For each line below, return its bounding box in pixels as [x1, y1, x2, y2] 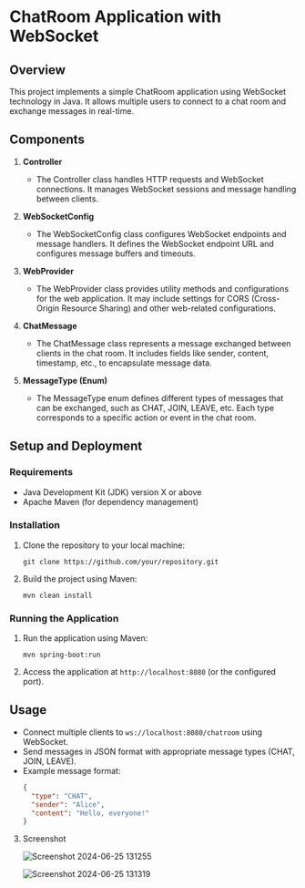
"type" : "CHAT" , [31, 791, 93, 800]
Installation [9, 519, 61, 532]
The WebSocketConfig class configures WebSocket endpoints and [36, 228, 287, 239]
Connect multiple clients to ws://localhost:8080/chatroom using [22, 727, 262, 738]
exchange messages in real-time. [9, 106, 135, 116]
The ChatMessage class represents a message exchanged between [36, 337, 291, 348]
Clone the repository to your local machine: [22, 540, 185, 551]
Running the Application [9, 612, 119, 625]
